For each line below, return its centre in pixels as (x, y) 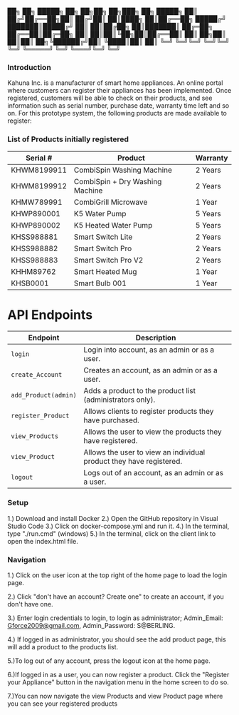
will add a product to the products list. (63, 647)
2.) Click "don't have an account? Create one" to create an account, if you (116, 597)
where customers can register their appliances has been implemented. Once (119, 91)
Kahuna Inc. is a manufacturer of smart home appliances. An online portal (115, 83)
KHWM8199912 (39, 186)
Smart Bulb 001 (100, 283)
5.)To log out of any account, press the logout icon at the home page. (109, 661)
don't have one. (30, 604)
